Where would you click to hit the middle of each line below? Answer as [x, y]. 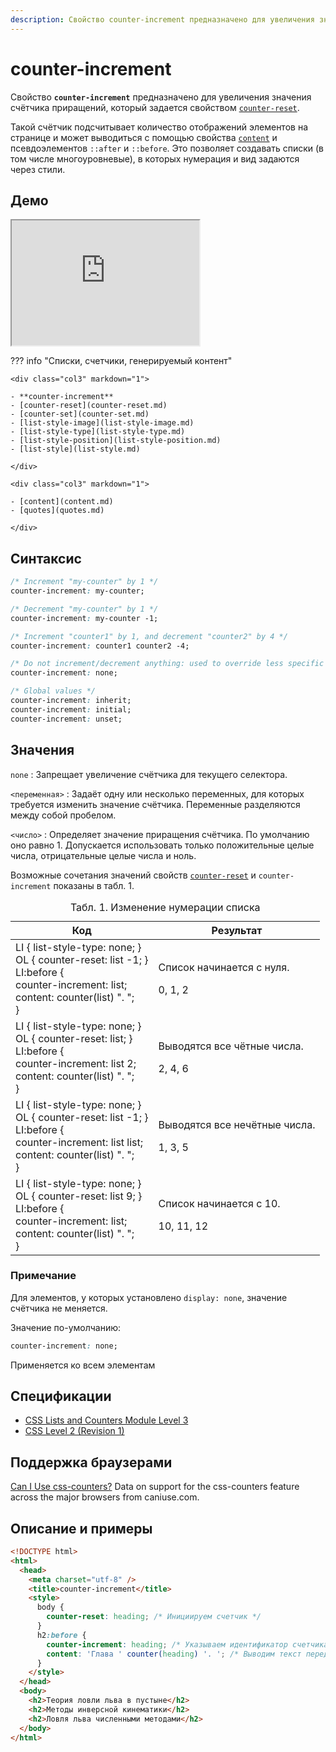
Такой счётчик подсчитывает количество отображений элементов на [159, 127]
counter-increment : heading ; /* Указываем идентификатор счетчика [187, 1644]
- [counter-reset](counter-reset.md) [89, 406]
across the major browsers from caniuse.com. [105, 1497]
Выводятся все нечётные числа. [237, 1124]
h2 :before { [61, 1635]
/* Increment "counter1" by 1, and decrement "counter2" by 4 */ [149, 636]
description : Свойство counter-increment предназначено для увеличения [162, 19]
